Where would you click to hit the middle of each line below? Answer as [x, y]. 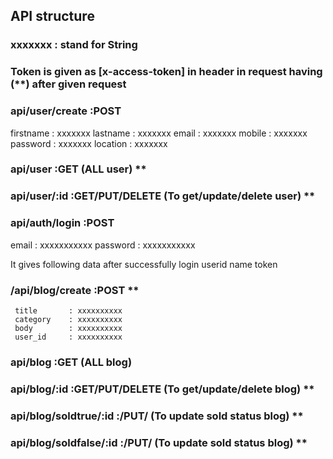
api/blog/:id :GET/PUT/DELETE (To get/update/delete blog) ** [162, 389]
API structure [52, 16]
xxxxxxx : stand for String [74, 45]
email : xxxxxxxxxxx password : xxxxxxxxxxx [103, 245]
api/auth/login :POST [62, 223]
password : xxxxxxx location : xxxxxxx [89, 143]
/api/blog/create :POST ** [75, 290]
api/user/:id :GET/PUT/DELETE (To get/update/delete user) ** [163, 196]
